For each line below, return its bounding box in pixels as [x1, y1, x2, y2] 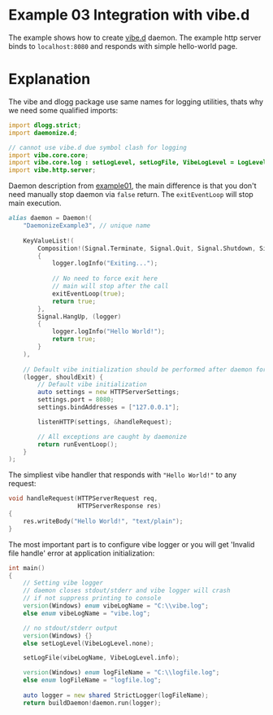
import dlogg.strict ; [8, 121, 82, 129]
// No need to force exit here [51, 274, 158, 283]
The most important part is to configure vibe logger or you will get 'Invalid [8, 539, 255, 549]
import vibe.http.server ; [8, 166, 96, 174]
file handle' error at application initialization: [8, 548, 155, 558]
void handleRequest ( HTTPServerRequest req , [8, 494, 158, 502]
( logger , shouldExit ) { [23, 373, 104, 381]
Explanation [8, 70, 91, 89]
